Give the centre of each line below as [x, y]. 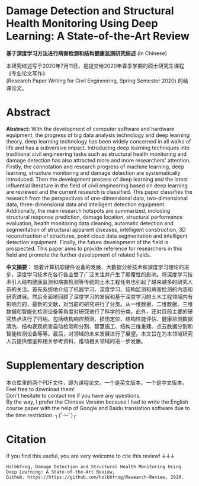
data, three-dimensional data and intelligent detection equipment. [86, 204]
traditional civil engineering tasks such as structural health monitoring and [97, 154]
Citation [26, 439]
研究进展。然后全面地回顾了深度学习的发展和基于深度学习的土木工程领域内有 [99, 296]
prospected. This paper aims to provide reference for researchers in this [94, 248]
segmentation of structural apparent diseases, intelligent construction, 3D [96, 229]
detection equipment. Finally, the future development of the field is [87, 242]
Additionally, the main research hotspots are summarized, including [88, 210]
